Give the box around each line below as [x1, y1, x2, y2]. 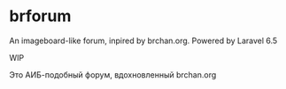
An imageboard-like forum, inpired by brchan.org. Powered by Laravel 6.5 [9, 35, 278, 46]
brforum [9, 6, 72, 26]
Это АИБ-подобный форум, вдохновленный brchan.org [9, 69, 217, 80]
